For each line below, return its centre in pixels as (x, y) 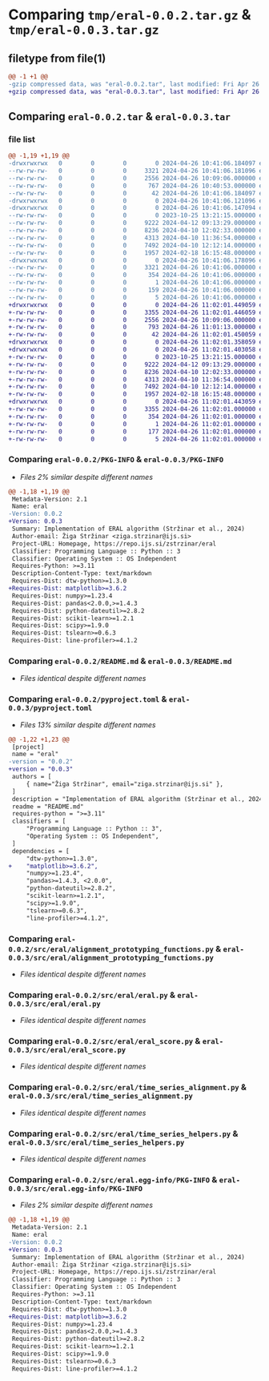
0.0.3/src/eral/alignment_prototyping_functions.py (111, 958)
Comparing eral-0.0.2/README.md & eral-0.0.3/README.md (120, 661)
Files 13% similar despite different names (88, 725)
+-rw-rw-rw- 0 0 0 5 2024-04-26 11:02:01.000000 (132, 439)
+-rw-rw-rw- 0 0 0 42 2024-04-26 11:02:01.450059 (132, 335)
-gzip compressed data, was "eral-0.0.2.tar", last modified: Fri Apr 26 (134, 84)
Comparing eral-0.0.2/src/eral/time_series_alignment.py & (127, 1087)
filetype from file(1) (57, 58)
